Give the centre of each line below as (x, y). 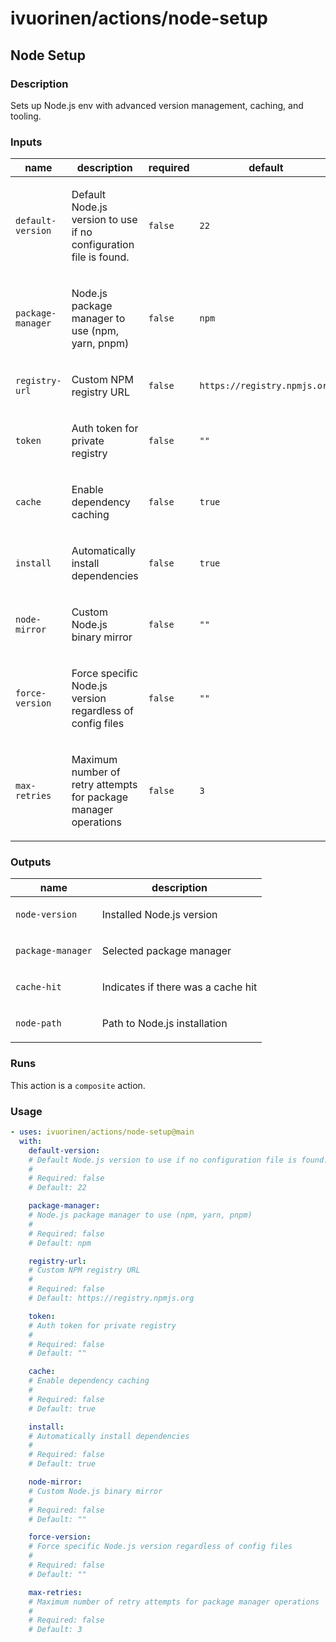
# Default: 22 (57, 1188)
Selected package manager (166, 951)
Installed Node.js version (159, 915)
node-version (46, 915)
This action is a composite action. (78, 1085)
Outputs (31, 862)
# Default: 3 (55, 1630)
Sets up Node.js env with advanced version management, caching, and (157, 105)
